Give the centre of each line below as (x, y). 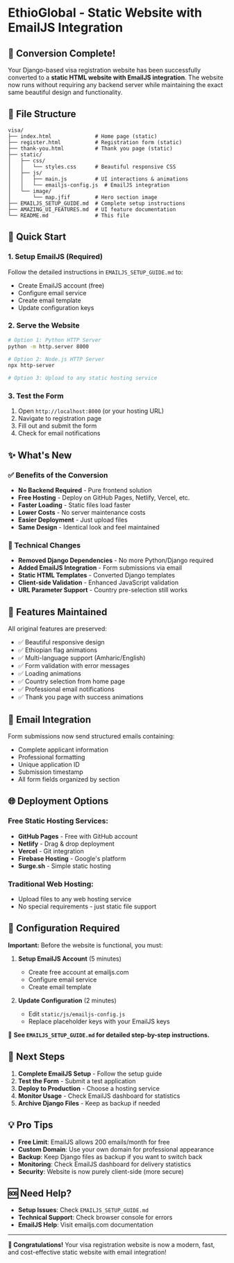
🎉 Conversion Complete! (62, 53)
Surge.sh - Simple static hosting (65, 866)
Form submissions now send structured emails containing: (91, 736)
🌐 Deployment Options (58, 801)
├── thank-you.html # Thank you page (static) (90, 148)
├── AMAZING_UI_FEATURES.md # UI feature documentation (92, 209)
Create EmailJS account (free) (61, 285)
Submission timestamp (51, 772)
